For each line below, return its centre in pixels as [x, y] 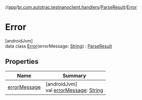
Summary [74, 75]
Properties [22, 62]
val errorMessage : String [74, 90]
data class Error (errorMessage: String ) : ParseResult [59, 46]
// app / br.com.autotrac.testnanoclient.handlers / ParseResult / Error [71, 7]
